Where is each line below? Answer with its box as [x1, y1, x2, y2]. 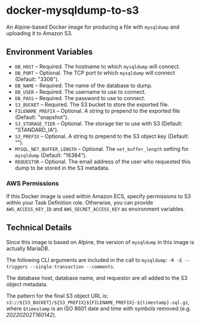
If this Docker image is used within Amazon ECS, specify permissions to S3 [6, 193, 191, 200]
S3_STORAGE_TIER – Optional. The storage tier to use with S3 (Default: [14, 120, 183, 127]
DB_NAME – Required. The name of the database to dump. [14, 82, 153, 89]
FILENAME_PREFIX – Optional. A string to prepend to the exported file [14, 107, 180, 114]
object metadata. [6, 280, 48, 288]
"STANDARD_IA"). [14, 126, 59, 133]
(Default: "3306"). [14, 75, 60, 82]
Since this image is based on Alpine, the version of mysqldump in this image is [6, 238, 195, 245]
